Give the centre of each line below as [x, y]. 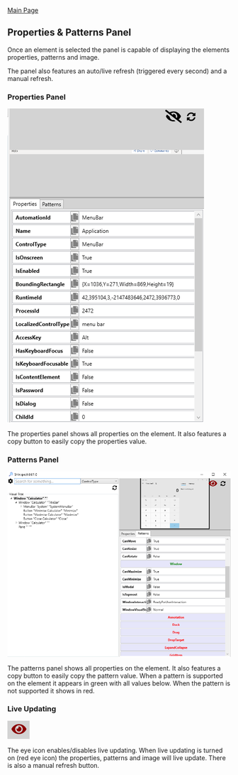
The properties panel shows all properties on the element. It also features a [117, 434]
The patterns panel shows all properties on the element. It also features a [114, 668]
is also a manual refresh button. [53, 765]
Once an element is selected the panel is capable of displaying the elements [119, 50]
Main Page [23, 10]
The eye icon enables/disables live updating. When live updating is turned [115, 750]
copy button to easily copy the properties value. [77, 441]
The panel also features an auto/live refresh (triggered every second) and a [117, 71]
